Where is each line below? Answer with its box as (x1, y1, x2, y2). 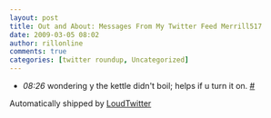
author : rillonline (9, 38, 84, 48)
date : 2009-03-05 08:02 (9, 30, 100, 39)
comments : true (9, 47, 67, 56)
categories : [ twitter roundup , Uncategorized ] (9, 55, 189, 64)
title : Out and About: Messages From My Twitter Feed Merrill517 (9, 22, 262, 31)
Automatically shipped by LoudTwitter (9, 98, 152, 109)
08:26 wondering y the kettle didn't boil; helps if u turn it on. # (22, 81, 256, 91)
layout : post (9, 13, 59, 23)
